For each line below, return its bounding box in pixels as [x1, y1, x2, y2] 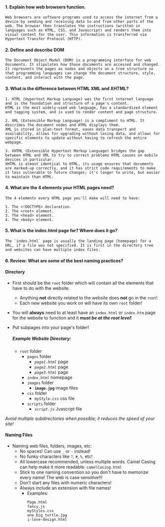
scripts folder [27, 401, 56, 406]
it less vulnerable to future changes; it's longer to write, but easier [5, 170, 161, 175]
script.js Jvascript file [34, 405, 82, 412]
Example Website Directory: [12, 336, 72, 342]
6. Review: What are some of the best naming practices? [5, 257, 124, 264]
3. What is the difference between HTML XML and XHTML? [5, 85, 129, 91]
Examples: [27, 490, 48, 496]
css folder [27, 390, 47, 396]
